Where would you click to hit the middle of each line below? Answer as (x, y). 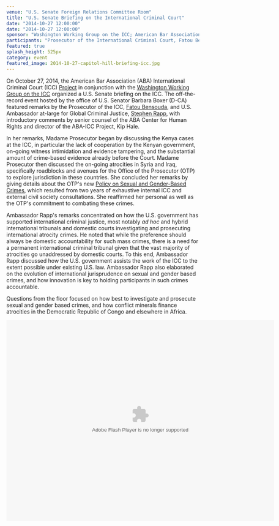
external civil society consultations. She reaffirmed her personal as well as (100, 197)
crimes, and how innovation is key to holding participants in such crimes (97, 280)
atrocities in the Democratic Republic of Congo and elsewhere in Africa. (97, 311)
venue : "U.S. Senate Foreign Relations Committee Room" (79, 12)
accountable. (23, 287)
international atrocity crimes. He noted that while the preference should (96, 235)
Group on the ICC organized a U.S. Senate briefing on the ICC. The (90, 94)
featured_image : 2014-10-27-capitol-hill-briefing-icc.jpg (83, 63)
